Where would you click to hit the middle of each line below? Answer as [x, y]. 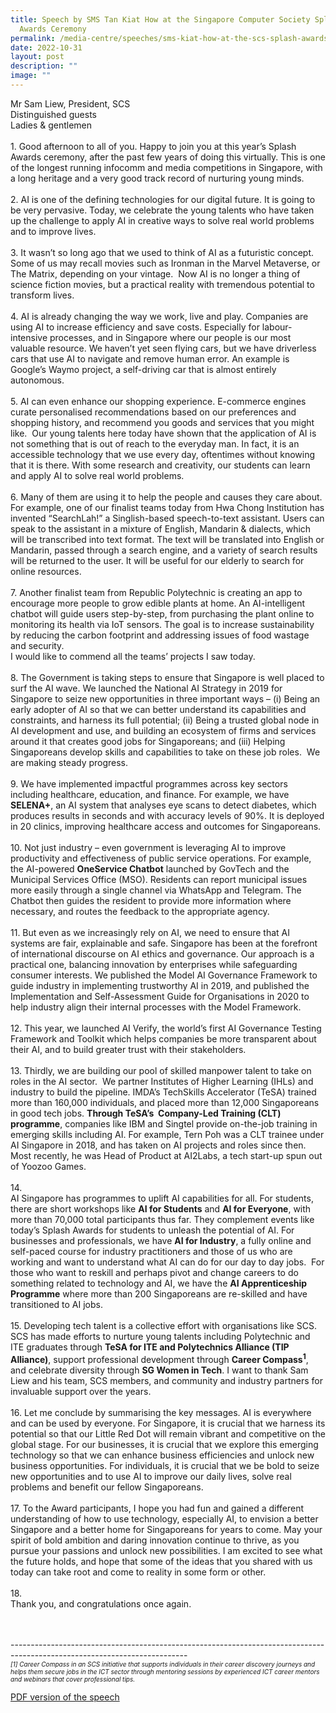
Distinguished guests [53, 114]
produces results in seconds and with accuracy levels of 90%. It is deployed [167, 815]
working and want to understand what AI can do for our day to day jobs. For [167, 1262]
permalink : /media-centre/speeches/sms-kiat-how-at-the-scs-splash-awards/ [171, 38]
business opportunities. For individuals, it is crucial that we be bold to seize [165, 1465]
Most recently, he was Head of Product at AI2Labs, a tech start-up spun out [166, 1155]
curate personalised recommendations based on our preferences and [153, 412]
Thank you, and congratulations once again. [101, 1603]
